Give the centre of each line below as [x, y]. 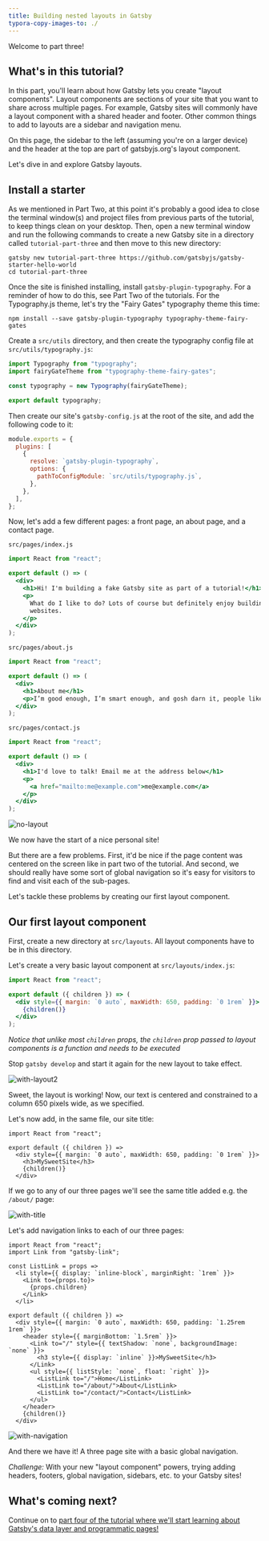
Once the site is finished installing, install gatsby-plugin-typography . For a [130, 287]
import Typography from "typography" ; [73, 364]
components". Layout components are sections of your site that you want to [133, 99]
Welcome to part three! [46, 46]
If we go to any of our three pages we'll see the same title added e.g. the [128, 1191]
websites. [46, 611]
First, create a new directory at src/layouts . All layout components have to [131, 941]
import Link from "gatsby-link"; [64, 1253]
